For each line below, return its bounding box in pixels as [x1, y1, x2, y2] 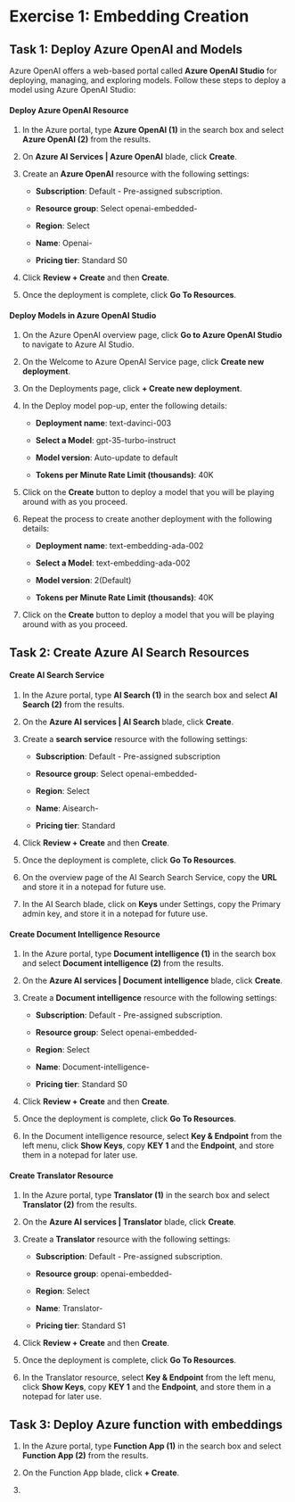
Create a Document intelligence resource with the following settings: [21, 993, 278, 1003]
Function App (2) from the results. [21, 1450, 149, 1461]
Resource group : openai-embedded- [35, 1268, 173, 1279]
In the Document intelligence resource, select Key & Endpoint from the [21, 1131, 283, 1142]
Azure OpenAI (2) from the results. [21, 134, 152, 144]
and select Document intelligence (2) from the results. [21, 958, 225, 969]
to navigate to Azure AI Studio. [21, 339, 135, 350]
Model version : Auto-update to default [35, 452, 178, 463]
